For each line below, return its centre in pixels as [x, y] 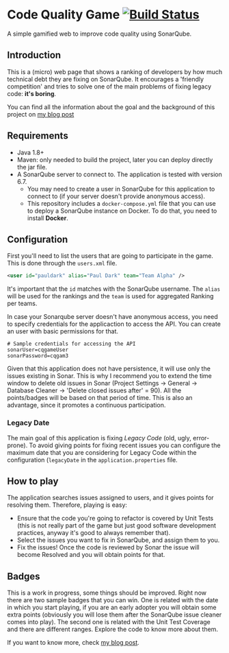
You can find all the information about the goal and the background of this [111, 107]
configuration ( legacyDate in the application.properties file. [92, 460]
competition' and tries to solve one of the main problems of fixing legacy [109, 86]
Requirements [38, 136]
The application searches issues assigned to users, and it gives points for [110, 498]
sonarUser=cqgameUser [38, 350]
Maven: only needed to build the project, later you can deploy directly [115, 159]
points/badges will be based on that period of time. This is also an [100, 398]
